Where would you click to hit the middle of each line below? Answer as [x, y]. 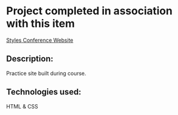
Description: [30, 59]
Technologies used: [44, 92]
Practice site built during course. [46, 73]
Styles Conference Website [40, 40]
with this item [41, 24]
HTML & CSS [22, 106]
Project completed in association [89, 11]
